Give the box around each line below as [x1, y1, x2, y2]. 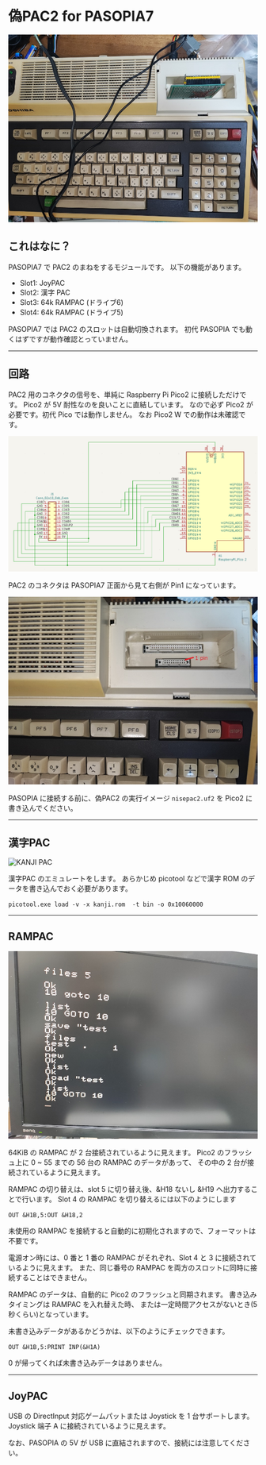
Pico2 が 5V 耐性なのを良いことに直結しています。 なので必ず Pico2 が [23, 399, 253, 409]
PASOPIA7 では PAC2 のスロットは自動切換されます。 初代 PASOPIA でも [8, 324, 246, 333]
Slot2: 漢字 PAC [19, 287, 70, 297]
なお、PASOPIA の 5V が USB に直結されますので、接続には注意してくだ [8, 1438, 244, 1448]
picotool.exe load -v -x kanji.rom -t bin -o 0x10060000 [8, 900, 203, 909]
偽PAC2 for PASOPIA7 [8, 7, 154, 25]
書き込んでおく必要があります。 [28, 884, 132, 893]
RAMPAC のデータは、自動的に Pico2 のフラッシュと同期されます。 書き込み [8, 1290, 257, 1299]
